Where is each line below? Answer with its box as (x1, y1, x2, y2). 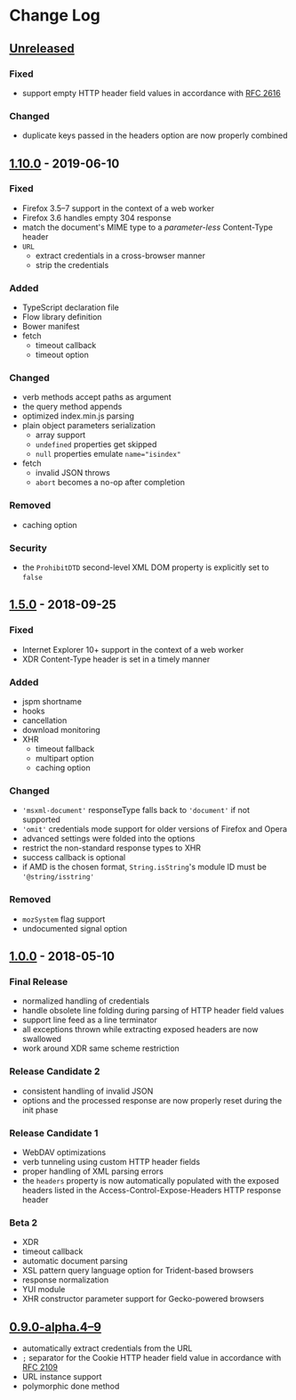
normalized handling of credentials (21, 996, 149, 1006)
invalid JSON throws (35, 468, 111, 478)
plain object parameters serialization (21, 420, 156, 431)
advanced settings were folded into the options (21, 834, 196, 844)
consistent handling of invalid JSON (21, 1086, 154, 1096)
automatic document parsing (21, 1256, 128, 1266)
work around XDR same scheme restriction (21, 1043, 180, 1054)
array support (35, 429, 86, 441)
